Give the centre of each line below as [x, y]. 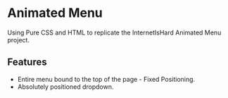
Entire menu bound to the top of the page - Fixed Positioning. [106, 79]
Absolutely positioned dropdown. [65, 87]
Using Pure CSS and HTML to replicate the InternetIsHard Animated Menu [114, 32]
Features [27, 62]
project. [19, 39]
